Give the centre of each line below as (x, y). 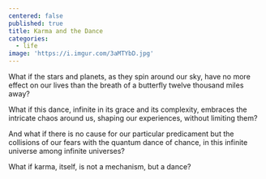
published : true (36, 23)
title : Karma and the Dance (56, 31)
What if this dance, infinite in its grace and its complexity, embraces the (128, 109)
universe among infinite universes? (67, 151)
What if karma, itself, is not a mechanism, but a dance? (100, 166)
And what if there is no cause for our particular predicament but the (121, 134)
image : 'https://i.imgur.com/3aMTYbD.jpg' (81, 53)
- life (27, 46)
